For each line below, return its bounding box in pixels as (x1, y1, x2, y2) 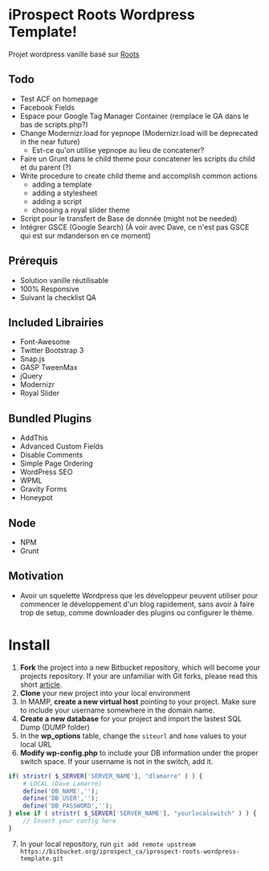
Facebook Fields (19, 102, 75, 112)
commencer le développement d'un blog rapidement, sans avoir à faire (19, 599, 255, 609)
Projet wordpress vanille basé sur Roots (8, 49, 140, 59)
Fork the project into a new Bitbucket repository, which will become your (19, 662, 261, 672)
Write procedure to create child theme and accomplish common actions (19, 171, 258, 180)
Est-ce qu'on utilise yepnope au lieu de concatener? (31, 145, 205, 154)
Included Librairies (8, 315, 104, 329)
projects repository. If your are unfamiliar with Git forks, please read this (19, 671, 259, 680)
